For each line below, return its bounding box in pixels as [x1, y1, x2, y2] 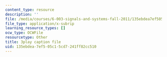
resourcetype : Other [5, 35, 48, 40]
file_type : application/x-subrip [5, 21, 75, 26]
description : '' [5, 12, 39, 17]
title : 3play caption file [5, 40, 61, 45]
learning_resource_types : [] [5, 26, 66, 31]
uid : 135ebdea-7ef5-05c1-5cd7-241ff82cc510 [5, 44, 97, 49]
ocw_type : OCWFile [5, 30, 43, 35]
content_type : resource [5, 7, 55, 12]
